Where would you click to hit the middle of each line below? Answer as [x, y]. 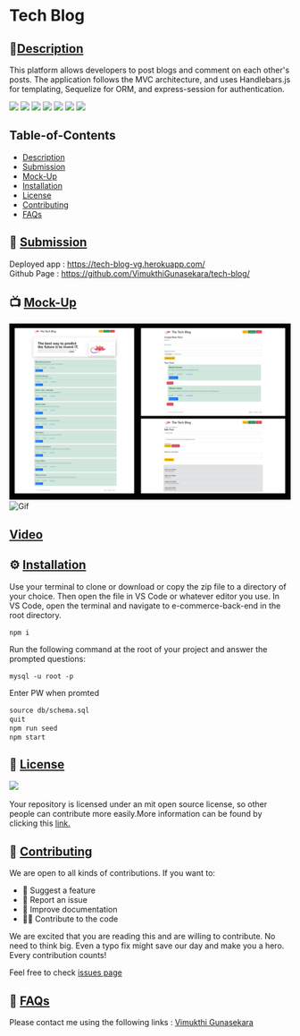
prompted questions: [48, 658]
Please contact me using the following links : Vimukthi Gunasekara [132, 1023]
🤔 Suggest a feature [59, 890]
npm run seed [33, 728]
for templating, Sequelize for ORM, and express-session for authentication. [147, 89]
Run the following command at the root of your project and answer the [138, 649]
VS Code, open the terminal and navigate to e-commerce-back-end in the [145, 606]
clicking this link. [40, 823]
